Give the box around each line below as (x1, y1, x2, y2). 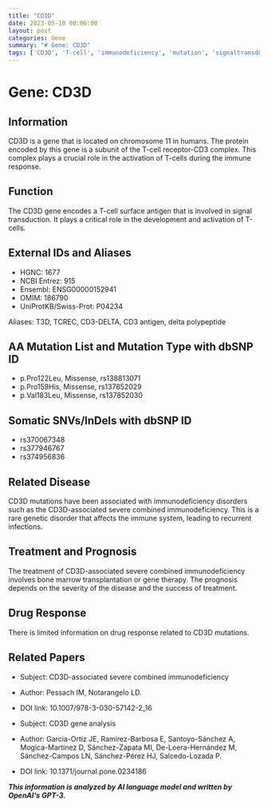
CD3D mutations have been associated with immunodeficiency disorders (8, 496, 248, 506)
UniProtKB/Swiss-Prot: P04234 (19, 301, 124, 311)
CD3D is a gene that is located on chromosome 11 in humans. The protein (8, 137, 249, 145)
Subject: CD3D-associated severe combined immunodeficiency (19, 672, 229, 682)
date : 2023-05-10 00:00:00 (8, 19, 98, 27)
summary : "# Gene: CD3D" (8, 42, 91, 50)
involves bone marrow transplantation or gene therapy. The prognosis (8, 575, 238, 584)
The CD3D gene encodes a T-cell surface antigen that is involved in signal (8, 205, 253, 216)
